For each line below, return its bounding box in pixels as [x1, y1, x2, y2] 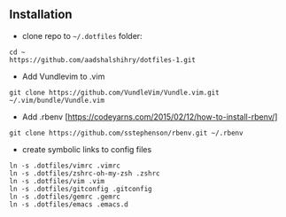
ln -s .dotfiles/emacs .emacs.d [9, 199, 128, 209]
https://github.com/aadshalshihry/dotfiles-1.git [9, 55, 197, 65]
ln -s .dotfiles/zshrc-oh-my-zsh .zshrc [9, 168, 161, 178]
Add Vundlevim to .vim [21, 71, 105, 81]
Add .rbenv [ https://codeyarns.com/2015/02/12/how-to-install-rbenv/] [21, 111, 278, 122]
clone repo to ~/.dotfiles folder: [21, 30, 143, 41]
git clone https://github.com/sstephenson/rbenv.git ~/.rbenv [9, 128, 243, 137]
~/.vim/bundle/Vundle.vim [9, 96, 104, 105]
